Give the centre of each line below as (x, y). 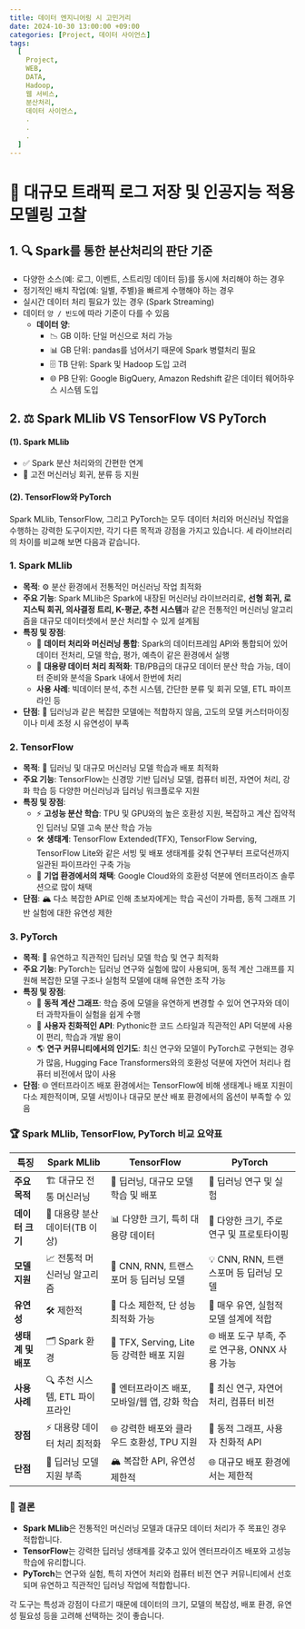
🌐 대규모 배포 (236, 1462)
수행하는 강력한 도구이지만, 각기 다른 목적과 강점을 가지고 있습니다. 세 (132, 530)
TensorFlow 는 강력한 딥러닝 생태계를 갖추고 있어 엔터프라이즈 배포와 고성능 (157, 1551)
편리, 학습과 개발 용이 (84, 1038)
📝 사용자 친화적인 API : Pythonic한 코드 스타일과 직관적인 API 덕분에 (156, 1026)
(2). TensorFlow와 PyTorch (60, 497)
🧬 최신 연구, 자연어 (246, 1388)
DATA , (36, 77)
